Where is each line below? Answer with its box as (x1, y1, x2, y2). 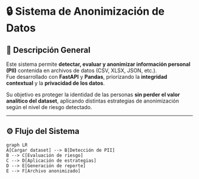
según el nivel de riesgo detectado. (6, 104, 92, 110)
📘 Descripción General (6, 45, 91, 55)
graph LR (6, 142, 28, 148)
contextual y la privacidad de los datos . (6, 79, 105, 87)
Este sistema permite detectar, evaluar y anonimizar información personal (6, 60, 191, 68)
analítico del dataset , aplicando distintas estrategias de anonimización (6, 97, 179, 104)
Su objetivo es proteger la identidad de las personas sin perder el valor (6, 91, 180, 98)
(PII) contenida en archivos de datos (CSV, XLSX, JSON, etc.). (6, 67, 157, 74)
